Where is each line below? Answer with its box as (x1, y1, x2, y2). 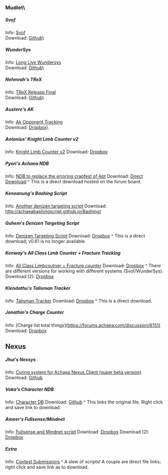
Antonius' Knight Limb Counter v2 (5, 136, 78, 142)
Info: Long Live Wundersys (5, 59, 62, 65)
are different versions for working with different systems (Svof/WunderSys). (5, 268, 163, 274)
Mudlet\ (5, 4, 25, 11)
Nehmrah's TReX (5, 76, 42, 82)
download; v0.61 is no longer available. (5, 238, 86, 244)
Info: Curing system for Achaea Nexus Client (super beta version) (5, 369, 142, 376)
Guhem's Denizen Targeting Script (5, 220, 79, 226)
